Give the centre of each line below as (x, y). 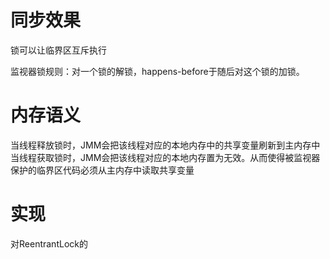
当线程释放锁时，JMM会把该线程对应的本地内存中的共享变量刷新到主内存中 (165, 145)
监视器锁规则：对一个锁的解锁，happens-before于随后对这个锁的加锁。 (157, 71)
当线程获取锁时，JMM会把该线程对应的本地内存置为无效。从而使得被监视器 (165, 157)
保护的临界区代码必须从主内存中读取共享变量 (102, 170)
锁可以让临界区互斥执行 (58, 50)
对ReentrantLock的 (49, 243)
